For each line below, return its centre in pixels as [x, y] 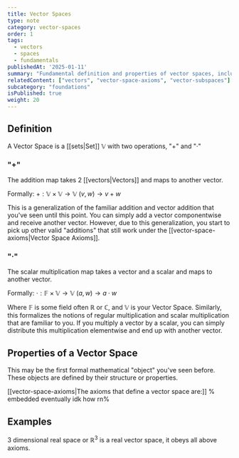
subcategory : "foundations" [49, 87]
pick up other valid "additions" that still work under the [87, 230]
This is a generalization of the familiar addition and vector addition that [111, 208]
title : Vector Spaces [39, 14]
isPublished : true [34, 93]
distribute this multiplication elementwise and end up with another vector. [115, 331]
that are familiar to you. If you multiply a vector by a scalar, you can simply [116, 323]
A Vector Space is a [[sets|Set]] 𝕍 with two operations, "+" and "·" [104, 146]
